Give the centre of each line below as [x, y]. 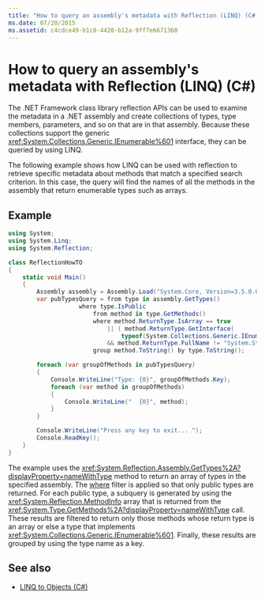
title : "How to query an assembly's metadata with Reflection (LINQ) [125, 15]
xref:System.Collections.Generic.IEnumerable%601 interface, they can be [127, 141]
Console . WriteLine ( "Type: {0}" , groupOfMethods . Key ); [140, 379]
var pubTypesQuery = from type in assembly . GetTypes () [129, 299]
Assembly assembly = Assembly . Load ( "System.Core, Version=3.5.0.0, [149, 292]
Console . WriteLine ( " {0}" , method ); [127, 401]
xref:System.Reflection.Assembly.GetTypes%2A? [161, 468]
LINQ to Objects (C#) [54, 587]
